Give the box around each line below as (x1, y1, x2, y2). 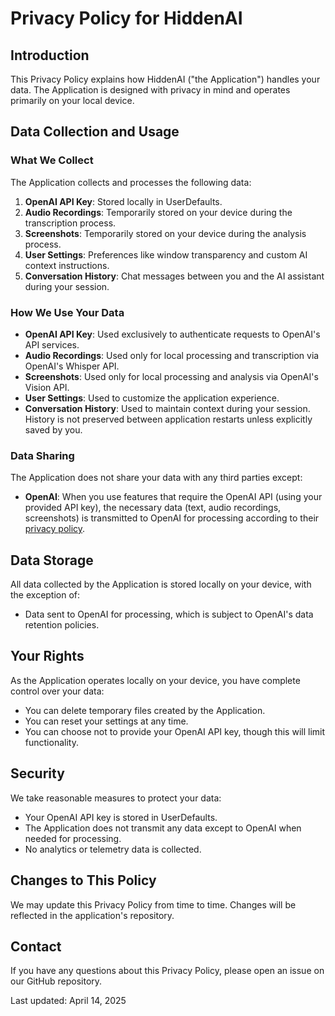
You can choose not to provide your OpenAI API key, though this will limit (24, 725, 326, 737)
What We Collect (10, 153, 94, 167)
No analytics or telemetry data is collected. (24, 843, 202, 855)
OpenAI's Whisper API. (24, 360, 120, 372)
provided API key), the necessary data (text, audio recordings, (24, 502, 282, 514)
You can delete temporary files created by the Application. (24, 704, 266, 716)
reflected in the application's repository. (10, 909, 175, 921)
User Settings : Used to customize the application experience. (24, 392, 280, 404)
